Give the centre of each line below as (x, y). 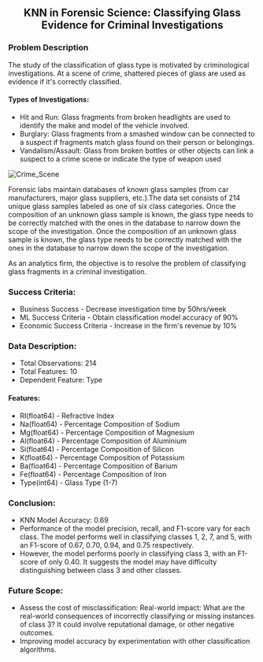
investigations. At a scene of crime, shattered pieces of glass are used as (127, 73)
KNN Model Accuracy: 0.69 (64, 520)
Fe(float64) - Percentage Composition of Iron (93, 474)
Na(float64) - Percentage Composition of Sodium (100, 423)
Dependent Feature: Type (61, 380)
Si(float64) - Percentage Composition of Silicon (97, 449)
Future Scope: (36, 590)
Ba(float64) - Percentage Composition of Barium (98, 466)
